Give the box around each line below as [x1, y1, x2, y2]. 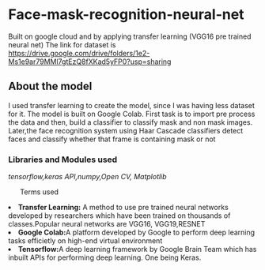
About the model [8, 80, 93, 93]
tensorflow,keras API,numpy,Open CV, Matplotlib [8, 172, 168, 182]
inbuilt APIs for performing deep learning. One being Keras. [8, 253, 202, 262]
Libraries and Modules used [8, 154, 118, 165]
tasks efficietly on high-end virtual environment [8, 236, 163, 246]
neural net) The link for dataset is [8, 39, 116, 49]
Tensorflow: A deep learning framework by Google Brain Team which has [18, 245, 257, 254]
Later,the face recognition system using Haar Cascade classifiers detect [8, 126, 244, 135]
